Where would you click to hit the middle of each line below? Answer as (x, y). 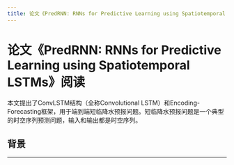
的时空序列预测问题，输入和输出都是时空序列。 (74, 120)
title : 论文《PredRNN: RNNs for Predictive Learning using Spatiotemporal (117, 14)
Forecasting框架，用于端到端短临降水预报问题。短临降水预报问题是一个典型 (116, 111)
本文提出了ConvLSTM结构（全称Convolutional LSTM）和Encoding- (104, 103)
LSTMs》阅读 (46, 82)
